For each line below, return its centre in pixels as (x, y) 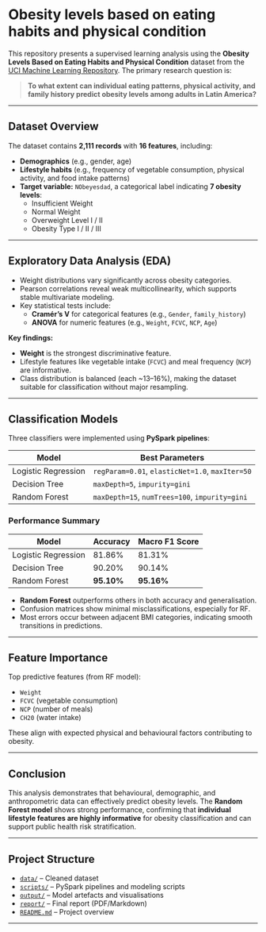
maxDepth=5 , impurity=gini (142, 484)
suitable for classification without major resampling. (104, 387)
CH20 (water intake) (50, 718)
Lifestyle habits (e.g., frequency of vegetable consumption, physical (132, 169)
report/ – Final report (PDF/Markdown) (84, 903)
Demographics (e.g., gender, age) (76, 161)
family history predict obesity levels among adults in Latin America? (142, 94)
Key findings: (31, 337)
